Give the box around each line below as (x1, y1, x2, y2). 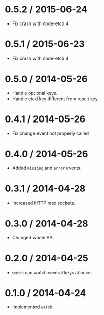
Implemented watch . (12, 304, 54, 310)
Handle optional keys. (12, 90, 58, 96)
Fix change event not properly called (12, 130, 89, 136)
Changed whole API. (12, 234, 55, 240)
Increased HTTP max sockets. (12, 200, 76, 206)
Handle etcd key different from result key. (12, 95, 99, 102)
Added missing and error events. (12, 165, 82, 171)
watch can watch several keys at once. (12, 269, 92, 275)
